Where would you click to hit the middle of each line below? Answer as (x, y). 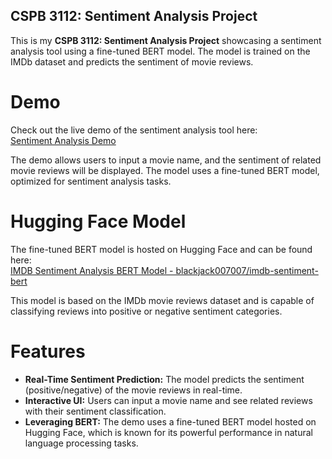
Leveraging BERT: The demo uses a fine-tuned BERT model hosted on (170, 421)
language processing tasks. (81, 443)
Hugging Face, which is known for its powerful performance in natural (168, 432)
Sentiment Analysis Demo (63, 140)
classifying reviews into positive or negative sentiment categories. (146, 311)
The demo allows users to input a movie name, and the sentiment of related (166, 160)
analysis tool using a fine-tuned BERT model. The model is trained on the (160, 51)
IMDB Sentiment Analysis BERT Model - (92, 270)
